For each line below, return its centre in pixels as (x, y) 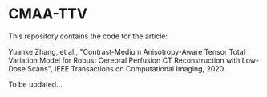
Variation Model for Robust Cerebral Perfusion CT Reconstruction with (124, 60)
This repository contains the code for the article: (88, 36)
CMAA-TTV (48, 14)
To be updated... (35, 84)
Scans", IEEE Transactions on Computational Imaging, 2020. (126, 68)
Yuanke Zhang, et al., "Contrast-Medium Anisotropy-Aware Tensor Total (127, 51)
